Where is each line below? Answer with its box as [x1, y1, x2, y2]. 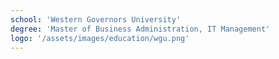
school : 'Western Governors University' [10, 14, 182, 25]
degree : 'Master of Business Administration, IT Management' [10, 24, 271, 34]
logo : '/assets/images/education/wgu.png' [10, 33, 190, 43]
